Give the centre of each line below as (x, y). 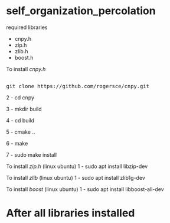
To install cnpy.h (26, 69)
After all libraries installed (71, 213)
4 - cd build (20, 120)
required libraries (27, 27)
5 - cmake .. (21, 132)
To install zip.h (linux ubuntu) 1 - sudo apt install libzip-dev (77, 166)
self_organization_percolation (81, 11)
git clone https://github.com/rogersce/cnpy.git (78, 86)
